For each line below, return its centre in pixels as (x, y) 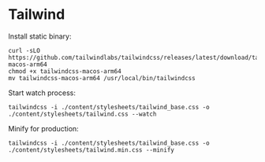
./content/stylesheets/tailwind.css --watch (82, 114)
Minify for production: (43, 128)
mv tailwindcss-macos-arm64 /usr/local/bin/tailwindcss (102, 78)
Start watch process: (42, 93)
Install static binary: (40, 36)
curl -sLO (24, 50)
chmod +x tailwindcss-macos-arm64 (65, 71)
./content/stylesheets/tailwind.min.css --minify (91, 150)
